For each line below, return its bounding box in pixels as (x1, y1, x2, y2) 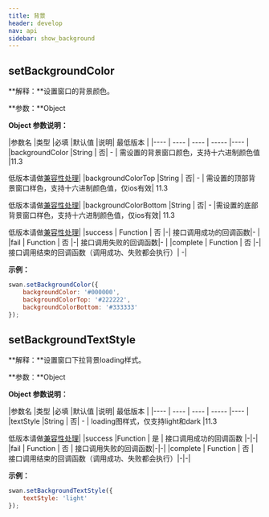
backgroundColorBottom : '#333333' (22, 303, 138, 311)
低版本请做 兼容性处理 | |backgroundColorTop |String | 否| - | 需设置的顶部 (8, 174, 249, 183)
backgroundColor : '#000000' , (22, 288, 120, 296)
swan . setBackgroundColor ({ (8, 281, 99, 289)
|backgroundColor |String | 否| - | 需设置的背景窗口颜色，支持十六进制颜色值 (8, 148, 261, 158)
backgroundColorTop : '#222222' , (22, 295, 131, 304)
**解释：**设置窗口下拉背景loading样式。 (8, 355, 146, 365)
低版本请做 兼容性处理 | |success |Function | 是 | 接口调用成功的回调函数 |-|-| (8, 433, 259, 443)
